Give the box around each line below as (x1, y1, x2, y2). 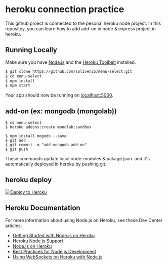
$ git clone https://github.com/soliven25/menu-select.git (5, 69, 133, 74)
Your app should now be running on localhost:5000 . (5, 92, 114, 98)
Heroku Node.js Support (12, 238, 63, 244)
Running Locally (5, 46, 57, 54)
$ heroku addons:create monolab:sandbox (5, 125, 92, 130)
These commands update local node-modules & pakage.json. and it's (5, 156, 150, 162)
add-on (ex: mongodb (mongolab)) (5, 107, 117, 115)
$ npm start (5, 83, 30, 88)
